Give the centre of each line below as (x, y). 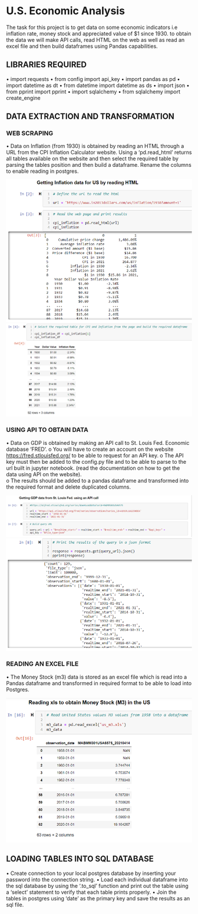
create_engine (24, 98)
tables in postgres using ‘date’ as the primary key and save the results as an (98, 898)
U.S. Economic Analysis (66, 11)
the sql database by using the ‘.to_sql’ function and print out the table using (97, 886)
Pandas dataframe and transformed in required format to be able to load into (99, 683)
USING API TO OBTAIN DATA (47, 430)
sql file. (15, 905)
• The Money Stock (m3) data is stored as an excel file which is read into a (97, 677)
